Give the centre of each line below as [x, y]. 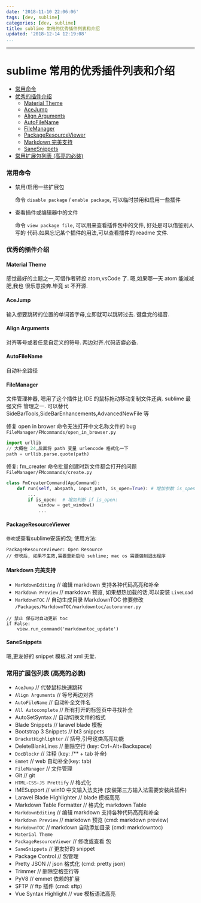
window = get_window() [66, 505]
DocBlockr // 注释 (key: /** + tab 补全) [61, 754]
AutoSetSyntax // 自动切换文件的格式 [60, 717]
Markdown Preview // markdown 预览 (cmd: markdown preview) [92, 820]
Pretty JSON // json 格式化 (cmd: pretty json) [70, 864]
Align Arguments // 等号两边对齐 [54, 695]
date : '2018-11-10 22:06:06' [42, 12]
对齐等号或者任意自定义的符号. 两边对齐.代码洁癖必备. [72, 342]
